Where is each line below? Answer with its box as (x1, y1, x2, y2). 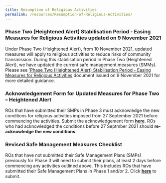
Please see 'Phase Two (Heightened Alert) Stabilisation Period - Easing (5, 67, 151, 73)
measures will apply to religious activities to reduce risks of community (5, 51, 151, 57)
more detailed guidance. (5, 78, 55, 84)
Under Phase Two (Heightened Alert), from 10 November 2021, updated (5, 46, 152, 52)
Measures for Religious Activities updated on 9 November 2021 (5, 34, 162, 41)
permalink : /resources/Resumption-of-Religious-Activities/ (5, 12, 133, 17)
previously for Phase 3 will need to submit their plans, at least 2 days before (5, 158, 161, 164)
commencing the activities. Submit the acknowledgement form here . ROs (5, 118, 156, 124)
